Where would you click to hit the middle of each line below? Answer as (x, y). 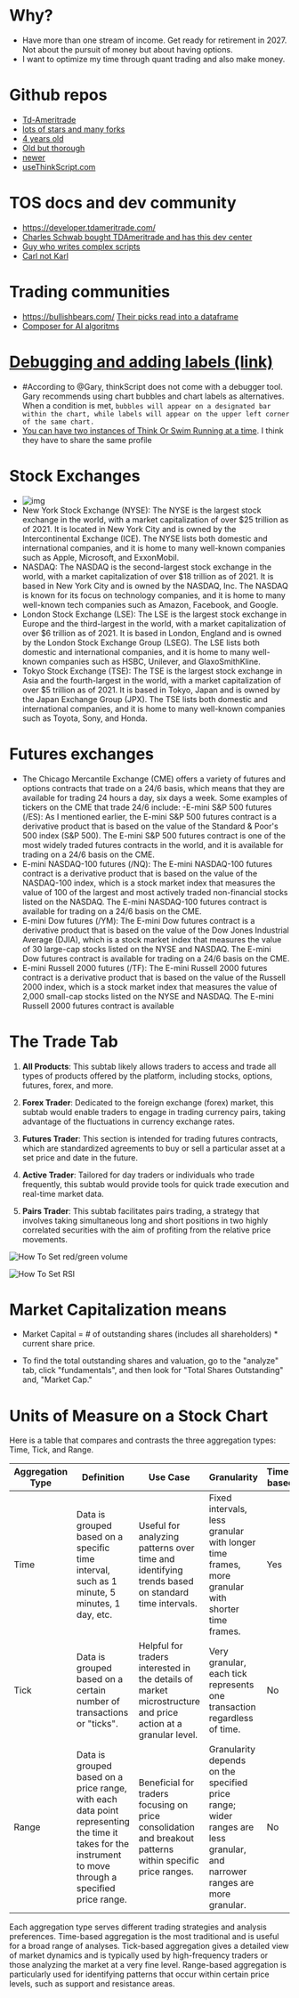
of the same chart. (58, 422)
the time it (97, 1832)
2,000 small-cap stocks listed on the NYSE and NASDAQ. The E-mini (148, 996)
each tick (228, 1674)
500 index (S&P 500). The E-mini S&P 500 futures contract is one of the (154, 835)
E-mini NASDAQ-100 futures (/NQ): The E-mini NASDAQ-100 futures (147, 863)
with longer (232, 1542)
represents (231, 1685)
